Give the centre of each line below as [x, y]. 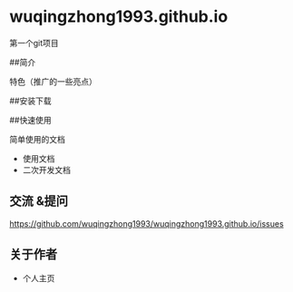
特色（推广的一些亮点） [53, 81]
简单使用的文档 [37, 139]
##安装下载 [30, 101]
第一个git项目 [34, 43]
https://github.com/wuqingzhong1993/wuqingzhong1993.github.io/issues [146, 223]
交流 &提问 [39, 201]
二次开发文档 [46, 170]
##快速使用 [30, 120]
